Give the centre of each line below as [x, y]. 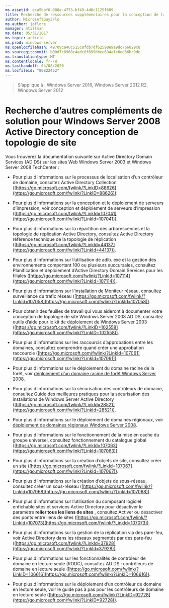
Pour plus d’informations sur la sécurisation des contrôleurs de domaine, [88, 388]
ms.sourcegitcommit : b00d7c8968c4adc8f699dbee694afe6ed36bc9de [73, 52]
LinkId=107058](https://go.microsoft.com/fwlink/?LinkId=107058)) [81, 301]
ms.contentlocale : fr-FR [31, 61]
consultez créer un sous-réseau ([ [48, 486]
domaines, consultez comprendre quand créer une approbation [78, 348]
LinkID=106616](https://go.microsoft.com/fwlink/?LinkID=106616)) [81, 574]
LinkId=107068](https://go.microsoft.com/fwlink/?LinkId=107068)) [81, 491]
